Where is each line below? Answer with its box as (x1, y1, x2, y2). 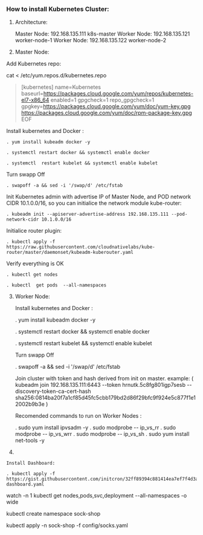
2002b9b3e (14, 401, 45, 408)
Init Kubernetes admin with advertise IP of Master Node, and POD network (6, 193, 192, 201)
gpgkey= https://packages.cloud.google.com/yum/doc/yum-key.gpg (21, 103, 191, 110)
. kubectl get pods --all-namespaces (6, 282, 107, 288)
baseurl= (21, 90, 44, 97)
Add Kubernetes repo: (6, 60, 62, 68)
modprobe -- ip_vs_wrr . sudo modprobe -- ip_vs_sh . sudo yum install (14, 430, 190, 438)
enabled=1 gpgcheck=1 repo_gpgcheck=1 (50, 96, 155, 104)
